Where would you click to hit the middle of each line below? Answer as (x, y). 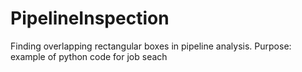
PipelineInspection (90, 18)
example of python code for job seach (89, 56)
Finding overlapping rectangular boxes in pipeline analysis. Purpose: (151, 46)
